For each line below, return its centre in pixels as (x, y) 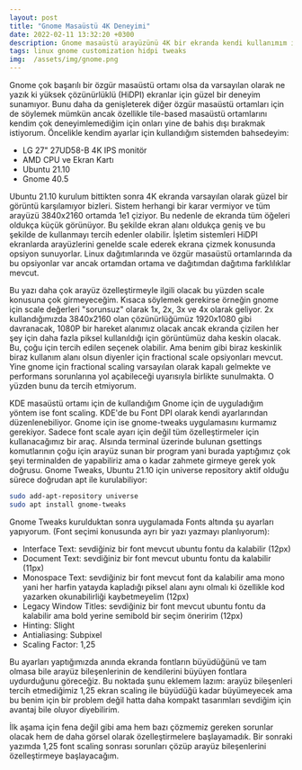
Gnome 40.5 (45, 179)
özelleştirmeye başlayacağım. (64, 756)
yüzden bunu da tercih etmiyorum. (73, 386)
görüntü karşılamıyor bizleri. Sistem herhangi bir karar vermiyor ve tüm (140, 206)
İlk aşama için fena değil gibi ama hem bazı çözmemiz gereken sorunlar (142, 727)
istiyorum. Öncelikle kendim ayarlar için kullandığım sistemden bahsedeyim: (149, 133)
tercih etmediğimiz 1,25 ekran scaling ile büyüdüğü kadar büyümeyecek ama (151, 690)
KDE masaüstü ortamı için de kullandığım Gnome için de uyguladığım (136, 403)
